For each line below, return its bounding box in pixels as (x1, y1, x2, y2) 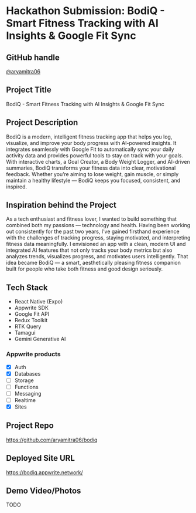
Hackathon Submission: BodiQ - (6, 4, 165, 18)
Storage (14, 377, 34, 384)
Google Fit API (14, 310, 50, 318)
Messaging (14, 390, 42, 397)
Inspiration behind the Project (6, 200, 117, 210)
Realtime (14, 396, 36, 403)
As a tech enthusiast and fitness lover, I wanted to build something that (6, 215, 177, 222)
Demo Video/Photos (6, 486, 81, 495)
